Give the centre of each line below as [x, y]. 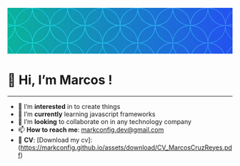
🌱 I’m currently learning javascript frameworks [86, 114]
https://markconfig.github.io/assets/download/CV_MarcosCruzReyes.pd [126, 147]
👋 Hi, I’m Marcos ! [60, 80]
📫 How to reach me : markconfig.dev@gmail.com [91, 130]
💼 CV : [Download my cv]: [55, 140]
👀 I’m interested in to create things [69, 106]
